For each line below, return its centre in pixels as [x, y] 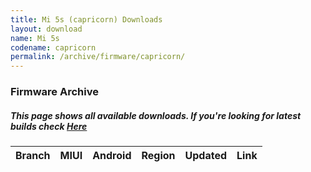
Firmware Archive [54, 92]
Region [158, 156]
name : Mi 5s [35, 38]
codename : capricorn [53, 47]
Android [112, 156]
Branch [33, 156]
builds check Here [49, 126]
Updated [206, 156]
